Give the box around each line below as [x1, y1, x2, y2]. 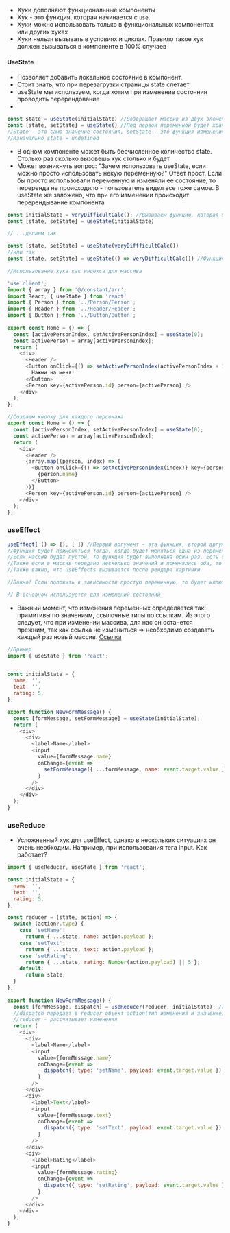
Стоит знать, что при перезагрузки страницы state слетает [16, 80, 190, 88]
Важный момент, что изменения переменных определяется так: [16, 603, 207, 612]
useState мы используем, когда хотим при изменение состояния [16, 88, 207, 96]
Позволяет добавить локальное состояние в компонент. [16, 73, 183, 82]
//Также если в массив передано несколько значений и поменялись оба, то [7, 560, 222, 567]
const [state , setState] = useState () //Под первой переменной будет [7, 122, 210, 129]
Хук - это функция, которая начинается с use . [16, 13, 151, 21]
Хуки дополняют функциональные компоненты [16, 6, 156, 14]
